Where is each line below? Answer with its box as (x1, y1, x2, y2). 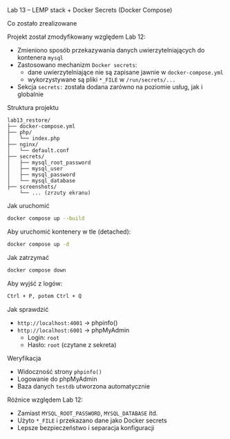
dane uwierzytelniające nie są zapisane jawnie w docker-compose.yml (27, 68, 224, 76)
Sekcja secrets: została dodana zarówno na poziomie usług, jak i (17, 83, 203, 91)
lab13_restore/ (7, 117, 51, 124)
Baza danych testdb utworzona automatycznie (17, 382, 151, 390)
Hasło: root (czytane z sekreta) (27, 340, 117, 348)
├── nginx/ (7, 141, 39, 148)
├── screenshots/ (7, 183, 57, 190)
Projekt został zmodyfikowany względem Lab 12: (7, 32, 146, 41)
